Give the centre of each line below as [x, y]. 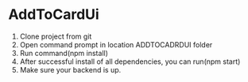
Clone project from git [56, 36]
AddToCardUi [54, 15]
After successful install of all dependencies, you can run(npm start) [130, 61]
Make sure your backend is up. [70, 69]
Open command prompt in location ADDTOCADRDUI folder [116, 44]
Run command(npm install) [64, 53]
